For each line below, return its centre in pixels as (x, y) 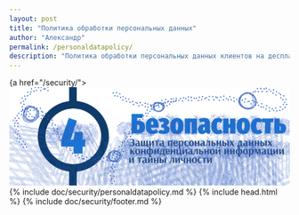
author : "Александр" (48, 37)
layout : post (33, 19)
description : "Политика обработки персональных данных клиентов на (137, 56)
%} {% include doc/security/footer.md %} (85, 202)
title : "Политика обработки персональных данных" (103, 28)
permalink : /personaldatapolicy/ (71, 47)
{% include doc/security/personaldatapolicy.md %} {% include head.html (143, 192)
